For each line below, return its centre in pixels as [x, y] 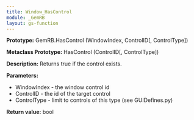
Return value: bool [30, 112]
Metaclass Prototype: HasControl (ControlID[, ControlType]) [83, 52]
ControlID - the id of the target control [63, 94]
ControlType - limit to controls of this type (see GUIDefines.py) [94, 100]
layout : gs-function [33, 23]
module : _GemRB [26, 18]
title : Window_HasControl [39, 12]
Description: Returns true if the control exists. [64, 64]
